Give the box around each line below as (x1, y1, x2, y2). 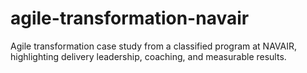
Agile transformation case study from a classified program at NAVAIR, (10, 40, 298, 52)
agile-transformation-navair (10, 7, 250, 30)
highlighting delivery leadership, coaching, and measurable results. (10, 50, 287, 62)
